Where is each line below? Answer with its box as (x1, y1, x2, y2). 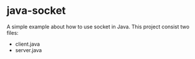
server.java (15, 46, 42, 53)
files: (6, 29, 19, 36)
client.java (15, 40, 40, 47)
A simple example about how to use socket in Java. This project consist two (6, 23, 190, 30)
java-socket (6, 4, 66, 17)
